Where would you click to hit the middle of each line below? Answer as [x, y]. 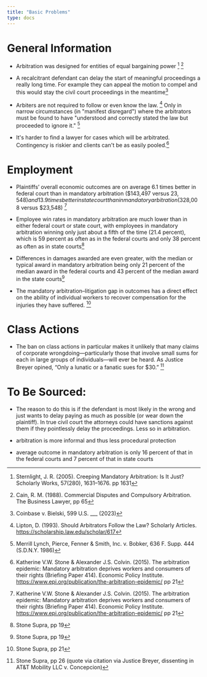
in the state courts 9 [40, 278]
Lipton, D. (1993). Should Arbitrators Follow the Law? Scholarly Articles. [106, 525]
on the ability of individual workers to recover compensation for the [101, 297]
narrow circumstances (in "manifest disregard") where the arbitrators [103, 112]
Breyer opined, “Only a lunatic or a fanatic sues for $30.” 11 [90, 367]
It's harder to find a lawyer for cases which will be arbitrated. [93, 137]
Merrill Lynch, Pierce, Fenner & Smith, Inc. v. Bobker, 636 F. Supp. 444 [105, 543]
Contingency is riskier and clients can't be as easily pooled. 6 [92, 145]
